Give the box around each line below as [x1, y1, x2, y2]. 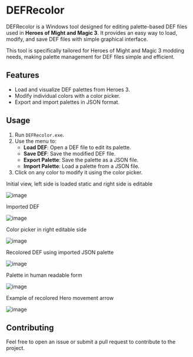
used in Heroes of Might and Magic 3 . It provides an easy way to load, [6, 29, 178, 36]
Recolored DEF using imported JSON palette [6, 249, 114, 256]
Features [6, 70, 39, 80]
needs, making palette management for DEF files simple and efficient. [6, 53, 175, 60]
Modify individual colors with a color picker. [14, 92, 121, 99]
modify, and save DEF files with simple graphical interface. [6, 35, 148, 42]
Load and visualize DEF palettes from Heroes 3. [14, 86, 131, 93]
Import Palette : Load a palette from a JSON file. [23, 163, 140, 170]
